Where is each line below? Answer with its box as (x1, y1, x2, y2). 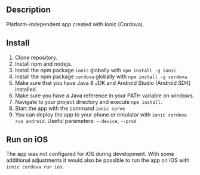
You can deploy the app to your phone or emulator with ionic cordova (14, 110, 187, 118)
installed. (14, 85, 38, 93)
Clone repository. (14, 54, 58, 61)
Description (6, 5, 51, 15)
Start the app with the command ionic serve (14, 105, 125, 112)
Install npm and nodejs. (14, 60, 73, 67)
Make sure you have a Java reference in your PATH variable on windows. (14, 92, 195, 99)
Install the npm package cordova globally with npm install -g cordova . (14, 73, 189, 80)
